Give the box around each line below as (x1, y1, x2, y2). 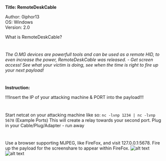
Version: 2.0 (5, 24, 30, 30)
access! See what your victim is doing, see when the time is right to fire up (5, 62, 159, 68)
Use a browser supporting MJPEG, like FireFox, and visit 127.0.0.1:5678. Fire (5, 140, 161, 146)
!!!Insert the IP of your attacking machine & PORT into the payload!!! (5, 94, 144, 100)
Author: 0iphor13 (5, 14, 40, 19)
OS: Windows (5, 19, 33, 25)
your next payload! (5, 67, 44, 74)
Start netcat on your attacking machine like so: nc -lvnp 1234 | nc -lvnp (5, 112, 156, 118)
